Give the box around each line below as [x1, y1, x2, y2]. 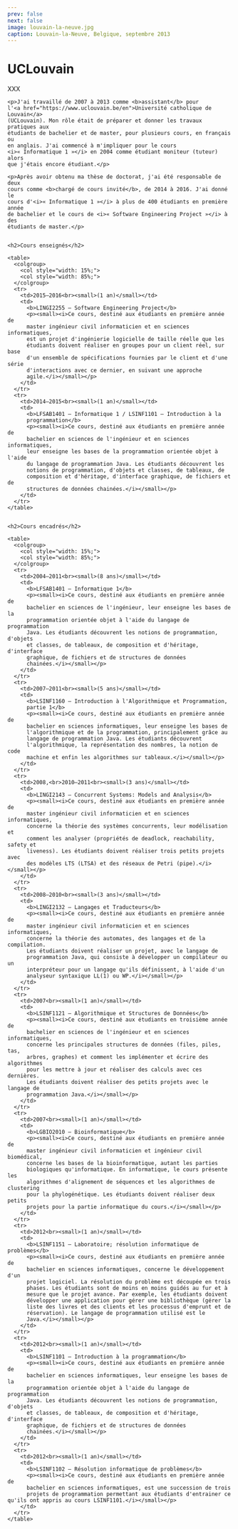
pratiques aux [7, 123, 50, 131]
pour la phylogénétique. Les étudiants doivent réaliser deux [26, 1191, 215, 1199]
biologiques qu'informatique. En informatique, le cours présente [26, 1166, 228, 1174]
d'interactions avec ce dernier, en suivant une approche [26, 367, 202, 375]
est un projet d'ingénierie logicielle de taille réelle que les [26, 336, 224, 343]
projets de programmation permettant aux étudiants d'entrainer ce [26, 1490, 232, 1498]
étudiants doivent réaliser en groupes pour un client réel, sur [26, 342, 224, 350]
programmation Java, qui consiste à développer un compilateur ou [26, 954, 228, 961]
